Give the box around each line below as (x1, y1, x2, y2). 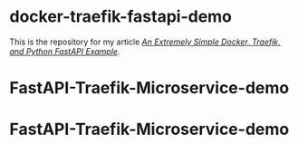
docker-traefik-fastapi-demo (9, 6, 233, 27)
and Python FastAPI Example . (9, 45, 120, 56)
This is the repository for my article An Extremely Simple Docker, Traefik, (9, 36, 281, 47)
